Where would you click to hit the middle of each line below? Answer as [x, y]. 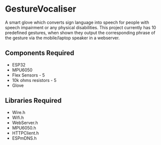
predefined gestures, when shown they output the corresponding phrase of [80, 32]
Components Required [40, 53]
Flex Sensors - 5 [28, 75]
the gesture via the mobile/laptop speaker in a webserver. [62, 38]
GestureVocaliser [41, 9]
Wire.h [19, 112]
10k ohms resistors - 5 [34, 80]
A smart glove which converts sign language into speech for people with [77, 22]
